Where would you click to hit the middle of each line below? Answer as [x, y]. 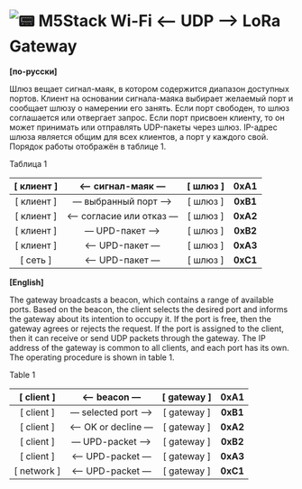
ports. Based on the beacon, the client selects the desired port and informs [149, 309]
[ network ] [37, 471]
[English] [27, 282]
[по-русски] [33, 71]
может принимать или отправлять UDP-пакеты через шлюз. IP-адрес [143, 127]
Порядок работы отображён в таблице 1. [88, 146]
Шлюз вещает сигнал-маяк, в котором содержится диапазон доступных [150, 88]
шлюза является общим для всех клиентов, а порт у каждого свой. [139, 136]
